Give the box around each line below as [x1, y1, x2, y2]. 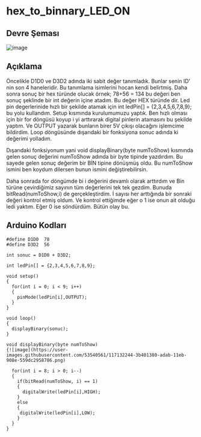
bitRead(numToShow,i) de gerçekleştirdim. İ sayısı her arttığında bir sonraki [6, 190, 192, 197]
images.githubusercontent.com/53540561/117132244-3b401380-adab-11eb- [6, 352, 187, 358]
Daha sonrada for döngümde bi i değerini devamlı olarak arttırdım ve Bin [6, 177, 185, 185]
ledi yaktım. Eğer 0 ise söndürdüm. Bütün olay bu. [6, 203, 129, 210]
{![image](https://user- [6, 347, 69, 353]
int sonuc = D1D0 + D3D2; [6, 252, 71, 258]
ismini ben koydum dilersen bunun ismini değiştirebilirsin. [6, 165, 148, 173]
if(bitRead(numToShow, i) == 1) [17, 378, 98, 384]
